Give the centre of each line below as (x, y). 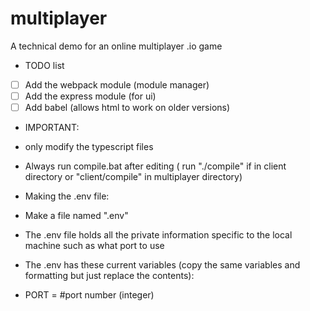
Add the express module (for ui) (90, 96)
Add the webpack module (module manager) (117, 84)
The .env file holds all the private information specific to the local (158, 235)
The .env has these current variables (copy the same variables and (162, 265)
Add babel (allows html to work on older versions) (127, 108)
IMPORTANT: (52, 128)
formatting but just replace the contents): (109, 276)
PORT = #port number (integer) (89, 295)
